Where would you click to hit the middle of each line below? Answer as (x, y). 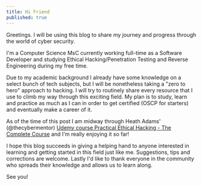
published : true (27, 18)
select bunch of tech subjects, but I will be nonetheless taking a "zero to (96, 84)
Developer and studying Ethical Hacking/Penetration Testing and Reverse (97, 59)
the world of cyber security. (41, 41)
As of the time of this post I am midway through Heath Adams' (84, 121)
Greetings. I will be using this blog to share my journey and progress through (101, 34)
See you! (17, 176)
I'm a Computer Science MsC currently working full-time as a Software (94, 53)
